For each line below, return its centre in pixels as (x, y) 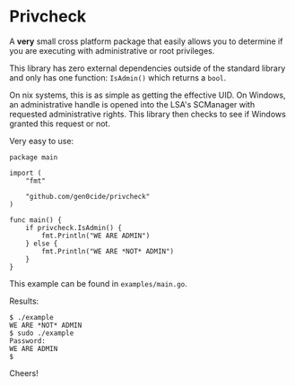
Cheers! (24, 373)
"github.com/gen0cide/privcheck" (88, 196)
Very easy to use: (42, 141)
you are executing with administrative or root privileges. (112, 50)
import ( (26, 173)
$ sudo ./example (42, 333)
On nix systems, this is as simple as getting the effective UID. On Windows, (147, 95)
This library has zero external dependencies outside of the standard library (147, 68)
